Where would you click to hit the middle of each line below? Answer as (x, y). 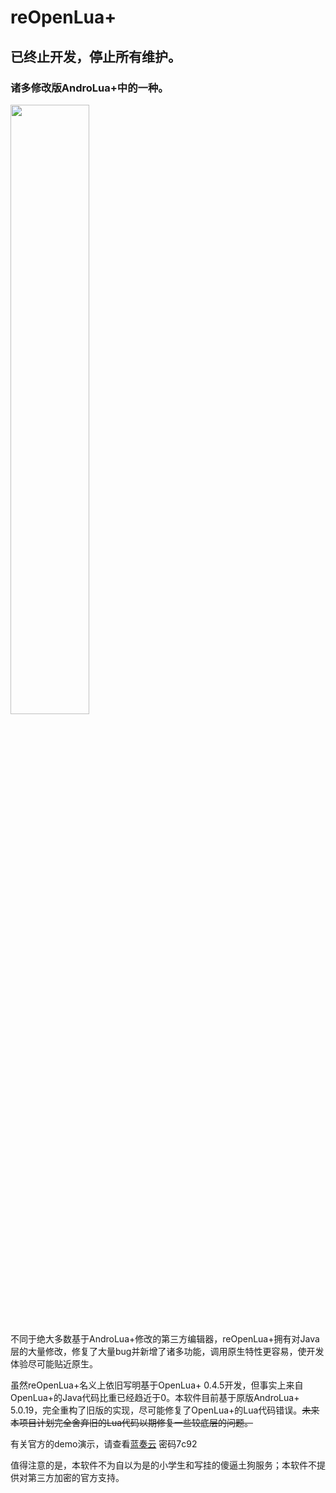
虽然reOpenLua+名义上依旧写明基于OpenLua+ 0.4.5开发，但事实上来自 (157, 1385)
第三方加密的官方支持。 (76, 1477)
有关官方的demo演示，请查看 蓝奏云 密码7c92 (104, 1443)
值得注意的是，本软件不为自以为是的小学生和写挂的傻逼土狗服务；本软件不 (163, 1465)
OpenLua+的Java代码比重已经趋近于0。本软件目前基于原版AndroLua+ (155, 1397)
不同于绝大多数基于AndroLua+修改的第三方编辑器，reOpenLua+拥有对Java (165, 1338)
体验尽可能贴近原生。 (54, 1363)
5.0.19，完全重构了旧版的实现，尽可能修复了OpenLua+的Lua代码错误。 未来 (165, 1410)
